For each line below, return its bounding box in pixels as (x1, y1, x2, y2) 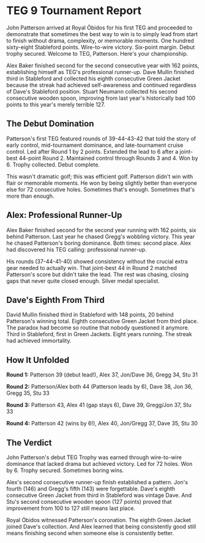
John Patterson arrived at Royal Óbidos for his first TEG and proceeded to (6, 24, 193, 31)
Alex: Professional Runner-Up (6, 210, 122, 220)
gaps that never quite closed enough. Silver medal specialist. (6, 277, 160, 285)
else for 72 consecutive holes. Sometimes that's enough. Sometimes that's (6, 185, 195, 193)
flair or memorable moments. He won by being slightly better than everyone (6, 179, 197, 187)
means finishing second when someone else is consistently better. (6, 530, 174, 536)
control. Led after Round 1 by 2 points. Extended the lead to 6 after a (6, 148, 179, 155)
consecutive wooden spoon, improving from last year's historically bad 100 (6, 94, 196, 102)
